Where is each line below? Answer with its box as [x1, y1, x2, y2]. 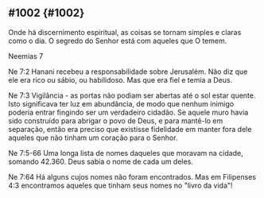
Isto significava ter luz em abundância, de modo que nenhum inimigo [8, 99, 235, 108]
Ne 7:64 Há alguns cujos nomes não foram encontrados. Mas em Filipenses [8, 172, 257, 181]
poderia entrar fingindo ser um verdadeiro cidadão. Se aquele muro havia [8, 107, 249, 117]
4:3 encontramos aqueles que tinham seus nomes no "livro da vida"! [8, 181, 233, 190]
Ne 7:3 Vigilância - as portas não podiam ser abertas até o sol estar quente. [8, 91, 256, 100]
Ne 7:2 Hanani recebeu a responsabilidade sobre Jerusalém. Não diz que [8, 67, 248, 76]
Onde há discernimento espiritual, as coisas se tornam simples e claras [8, 27, 242, 37]
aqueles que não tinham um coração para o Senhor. [8, 133, 178, 142]
